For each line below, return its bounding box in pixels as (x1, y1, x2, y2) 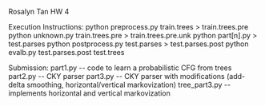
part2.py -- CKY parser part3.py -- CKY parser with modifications (8, 72, 226, 80)
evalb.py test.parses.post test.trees (8, 48, 125, 57)
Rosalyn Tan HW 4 (8, 7, 70, 16)
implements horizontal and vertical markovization (8, 88, 171, 98)
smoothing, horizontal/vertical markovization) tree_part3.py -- (26, 80, 231, 89)
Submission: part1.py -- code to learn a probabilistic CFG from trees (8, 63, 232, 73)
